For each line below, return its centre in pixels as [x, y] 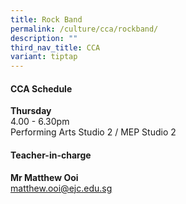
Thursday [31, 111]
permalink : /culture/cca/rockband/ [84, 29]
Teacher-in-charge [51, 155]
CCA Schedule [41, 88]
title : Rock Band [46, 19]
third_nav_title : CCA [55, 47]
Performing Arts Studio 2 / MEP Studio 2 [93, 132]
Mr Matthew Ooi [44, 177]
